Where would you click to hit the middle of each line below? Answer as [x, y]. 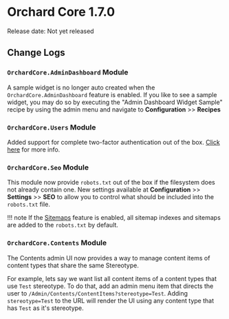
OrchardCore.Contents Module [57, 243]
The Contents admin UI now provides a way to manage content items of [109, 258]
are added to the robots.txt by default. [63, 225]
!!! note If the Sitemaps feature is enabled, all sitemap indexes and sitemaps [114, 218]
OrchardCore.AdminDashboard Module [68, 72]
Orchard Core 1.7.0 [61, 12]
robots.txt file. [29, 205]
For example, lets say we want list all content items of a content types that [112, 278]
